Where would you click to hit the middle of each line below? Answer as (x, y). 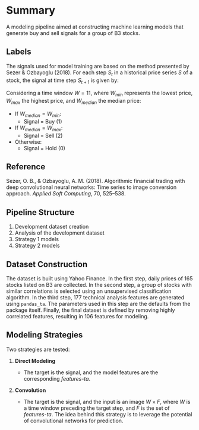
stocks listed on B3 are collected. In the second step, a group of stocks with (99, 284)
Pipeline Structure (40, 212)
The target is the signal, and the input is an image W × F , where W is (107, 401)
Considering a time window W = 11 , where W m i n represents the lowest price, (99, 94)
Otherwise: (28, 142)
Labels (19, 52)
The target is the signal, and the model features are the (91, 372)
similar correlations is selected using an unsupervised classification (89, 291)
